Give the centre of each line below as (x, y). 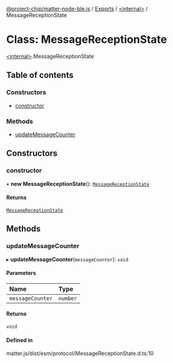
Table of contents (40, 75)
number (68, 298)
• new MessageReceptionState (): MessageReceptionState (78, 184)
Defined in (20, 340)
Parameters (21, 273)
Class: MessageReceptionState (87, 40)
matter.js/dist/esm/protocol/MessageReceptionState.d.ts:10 (80, 353)
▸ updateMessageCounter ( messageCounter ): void (67, 259)
